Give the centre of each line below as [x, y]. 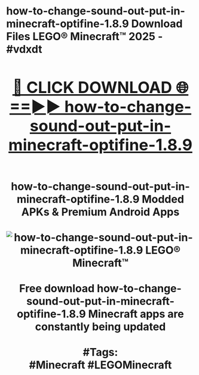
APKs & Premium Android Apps [100, 212]
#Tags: [100, 352]
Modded [163, 199]
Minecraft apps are [136, 314]
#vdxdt [25, 49]
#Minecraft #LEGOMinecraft [100, 365]
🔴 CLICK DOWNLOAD [92, 87]
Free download [57, 288]
